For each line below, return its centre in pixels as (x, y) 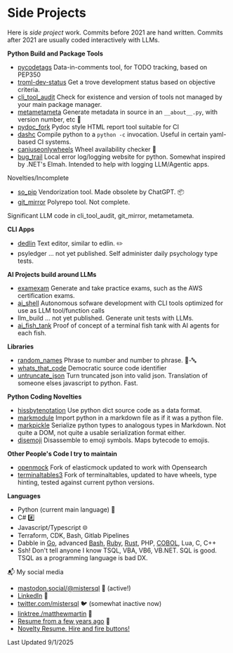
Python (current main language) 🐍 (66, 509)
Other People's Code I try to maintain (62, 453)
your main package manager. (60, 104)
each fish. (32, 332)
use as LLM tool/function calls (61, 310)
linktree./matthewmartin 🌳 (55, 614)
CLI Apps (21, 229)
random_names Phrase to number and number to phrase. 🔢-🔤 (107, 360)
